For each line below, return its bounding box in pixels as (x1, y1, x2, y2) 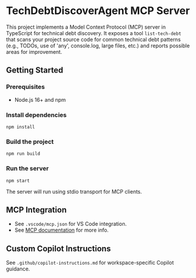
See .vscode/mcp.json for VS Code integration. (14, 221, 127, 228)
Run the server (6, 164, 49, 173)
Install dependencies (6, 111, 67, 119)
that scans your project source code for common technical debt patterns (6, 36, 181, 43)
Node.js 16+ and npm (14, 96, 66, 103)
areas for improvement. (6, 48, 62, 55)
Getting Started (6, 66, 64, 75)
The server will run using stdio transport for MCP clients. (6, 188, 142, 195)
